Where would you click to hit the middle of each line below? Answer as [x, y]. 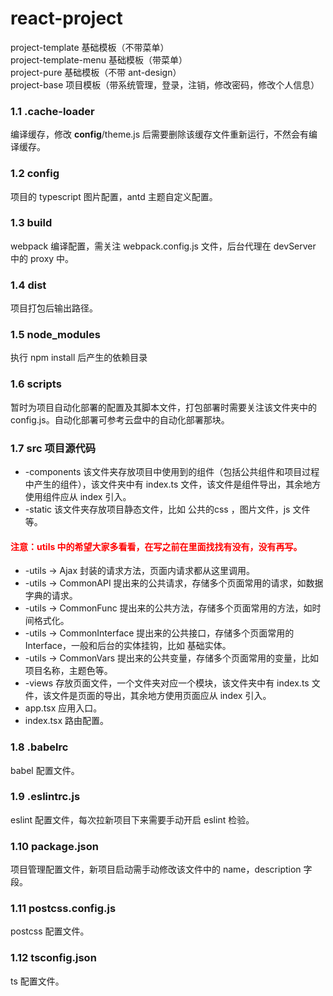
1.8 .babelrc [39, 747]
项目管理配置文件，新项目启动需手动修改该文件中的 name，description [156, 869]
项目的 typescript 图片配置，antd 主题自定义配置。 [114, 196]
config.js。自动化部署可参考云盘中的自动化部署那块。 [120, 419]
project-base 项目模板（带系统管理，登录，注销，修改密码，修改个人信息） [165, 84]
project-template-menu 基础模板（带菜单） [99, 59]
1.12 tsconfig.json [53, 958]
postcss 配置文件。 [50, 931]
